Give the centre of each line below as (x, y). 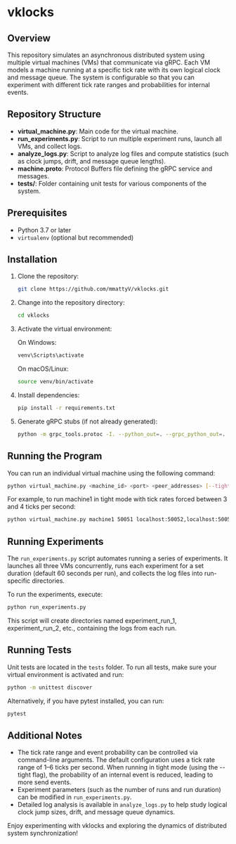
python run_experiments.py (47, 607)
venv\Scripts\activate (51, 355)
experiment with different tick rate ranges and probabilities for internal (109, 85)
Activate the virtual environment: (65, 329)
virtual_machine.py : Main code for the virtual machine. (98, 131)
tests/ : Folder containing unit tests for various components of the (112, 183)
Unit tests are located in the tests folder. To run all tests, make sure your (112, 667)
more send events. (44, 782)
